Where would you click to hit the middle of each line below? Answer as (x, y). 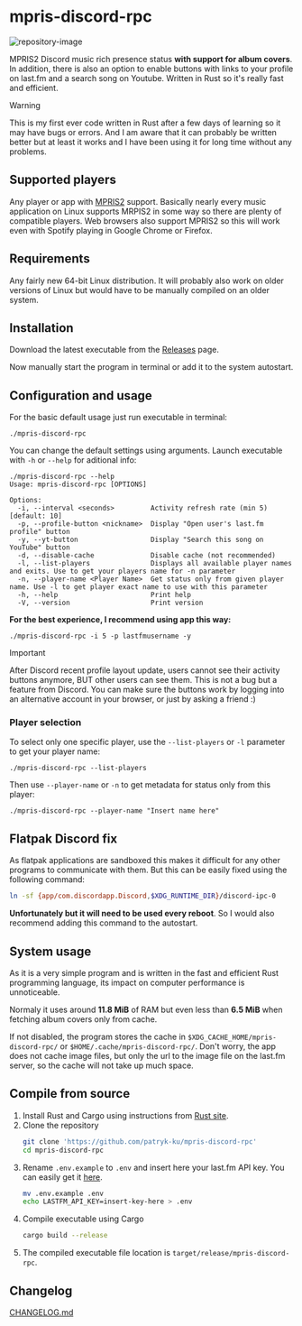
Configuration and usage (81, 396)
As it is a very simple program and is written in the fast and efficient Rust (144, 972)
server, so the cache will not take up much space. (101, 1065)
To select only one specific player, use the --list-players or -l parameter (147, 742)
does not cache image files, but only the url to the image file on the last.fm (147, 1055)
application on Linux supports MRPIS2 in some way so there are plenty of (146, 211)
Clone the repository (60, 1125)
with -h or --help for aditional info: (73, 460)
